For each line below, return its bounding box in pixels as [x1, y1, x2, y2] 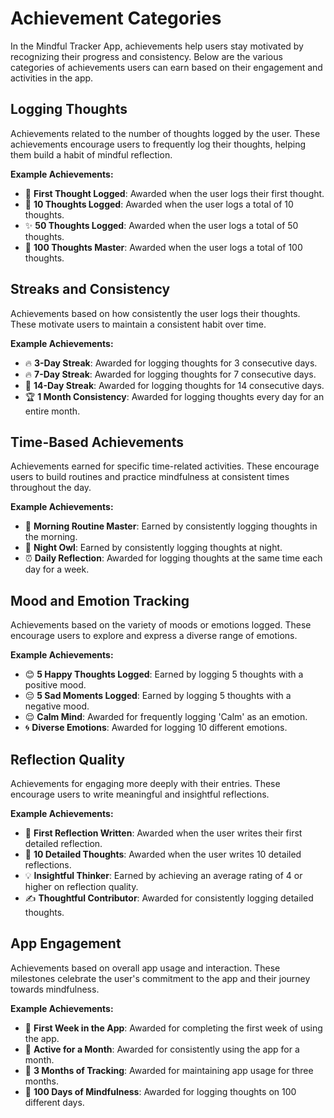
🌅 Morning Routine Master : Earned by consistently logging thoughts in [24, 520, 318, 532]
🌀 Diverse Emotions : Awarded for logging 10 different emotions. [24, 722, 288, 734]
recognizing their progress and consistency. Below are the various [10, 50, 283, 62]
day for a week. [24, 563, 90, 576]
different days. [24, 1096, 85, 1108]
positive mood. [24, 679, 87, 691]
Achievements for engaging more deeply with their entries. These [10, 778, 281, 789]
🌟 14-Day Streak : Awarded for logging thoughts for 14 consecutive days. [24, 379, 325, 391]
